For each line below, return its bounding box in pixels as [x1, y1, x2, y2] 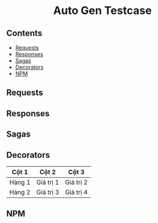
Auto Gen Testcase [52, 4, 153, 18]
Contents [6, 28, 43, 38]
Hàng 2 [9, 188, 31, 196]
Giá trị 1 [36, 178, 59, 186]
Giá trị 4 [65, 188, 88, 196]
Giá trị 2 [65, 178, 88, 186]
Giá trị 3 [36, 188, 59, 196]
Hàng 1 [9, 178, 31, 186]
